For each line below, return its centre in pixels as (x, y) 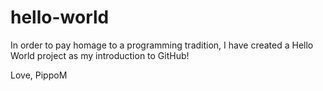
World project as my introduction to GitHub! (100, 55)
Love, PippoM (39, 75)
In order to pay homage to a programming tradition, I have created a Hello (162, 45)
